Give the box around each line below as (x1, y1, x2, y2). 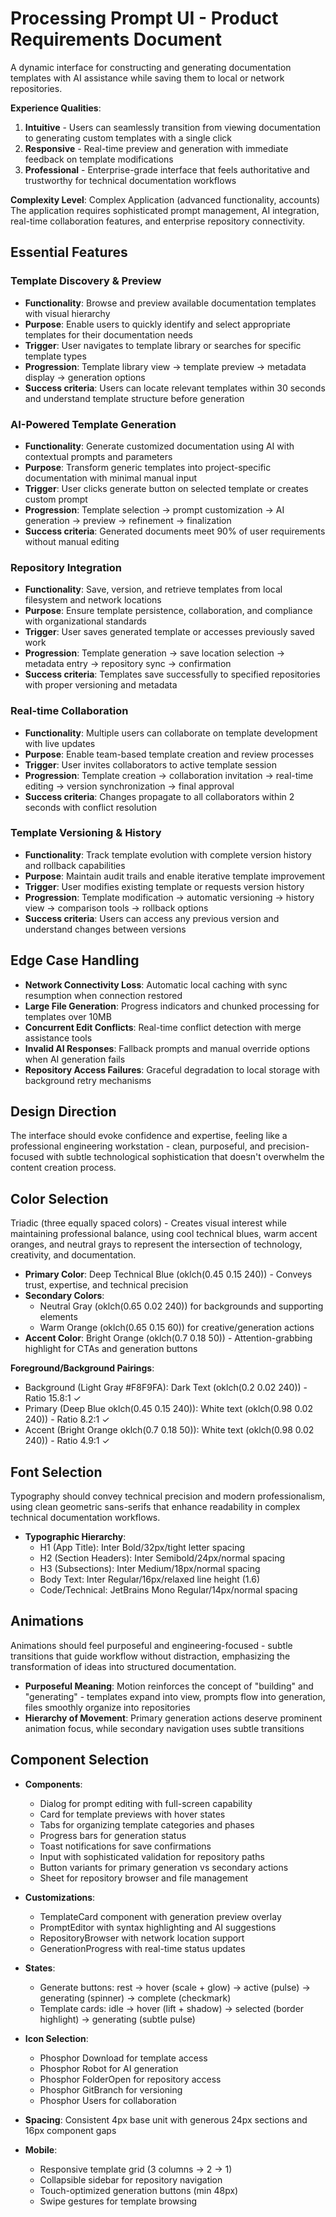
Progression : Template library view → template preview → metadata (24, 360, 307, 372)
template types (24, 350, 87, 362)
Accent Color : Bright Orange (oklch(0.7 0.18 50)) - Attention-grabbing (24, 1332, 313, 1344)
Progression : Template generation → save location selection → (24, 647, 286, 659)
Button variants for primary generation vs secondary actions (39, 1861, 289, 1873)
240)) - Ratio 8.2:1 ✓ (24, 1413, 110, 1426)
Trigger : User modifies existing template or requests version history (24, 880, 305, 892)
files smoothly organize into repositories (24, 1701, 191, 1713)
